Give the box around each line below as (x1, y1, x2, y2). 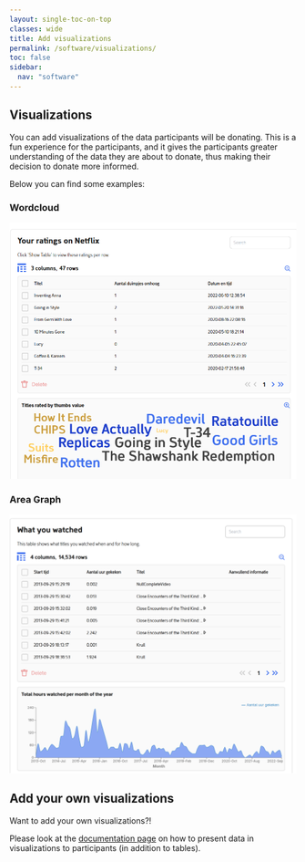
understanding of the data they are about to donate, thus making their (9, 151, 271, 161)
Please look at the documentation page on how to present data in (9, 833, 255, 844)
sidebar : (9, 63, 43, 72)
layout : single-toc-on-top (9, 15, 112, 24)
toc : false (9, 53, 51, 63)
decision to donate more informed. (9, 161, 139, 171)
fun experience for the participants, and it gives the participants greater (9, 141, 278, 152)
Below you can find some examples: (9, 178, 146, 189)
